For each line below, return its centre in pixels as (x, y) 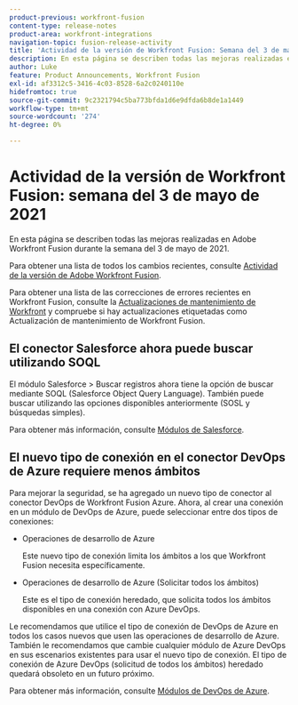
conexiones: (31, 521)
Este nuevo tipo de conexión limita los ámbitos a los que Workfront (144, 556)
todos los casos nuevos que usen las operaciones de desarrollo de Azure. (144, 636)
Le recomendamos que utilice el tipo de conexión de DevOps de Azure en (144, 626)
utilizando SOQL (55, 362)
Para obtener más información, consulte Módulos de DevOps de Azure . (140, 691)
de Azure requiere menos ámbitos (105, 472)
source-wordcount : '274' (55, 116)
